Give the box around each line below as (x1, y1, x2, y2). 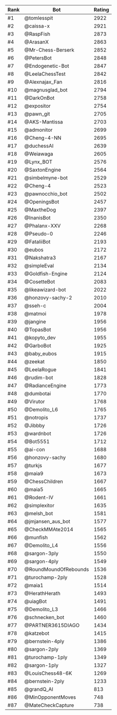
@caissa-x (24, 23, 50, 29)
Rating (94, 6, 109, 13)
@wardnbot (24, 430, 51, 437)
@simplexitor (24, 502, 55, 508)
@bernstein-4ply (24, 638, 65, 645)
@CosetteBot (24, 278, 55, 285)
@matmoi (24, 310, 47, 317)
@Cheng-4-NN (24, 135, 62, 141)
